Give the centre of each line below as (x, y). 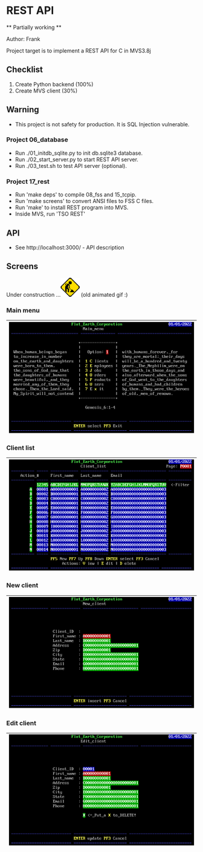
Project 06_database (37, 140)
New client (22, 586)
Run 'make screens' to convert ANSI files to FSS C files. (84, 201)
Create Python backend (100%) (54, 84)
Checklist (25, 70)
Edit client (21, 723)
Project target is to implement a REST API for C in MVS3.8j (79, 50)
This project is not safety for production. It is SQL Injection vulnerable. (102, 124)
